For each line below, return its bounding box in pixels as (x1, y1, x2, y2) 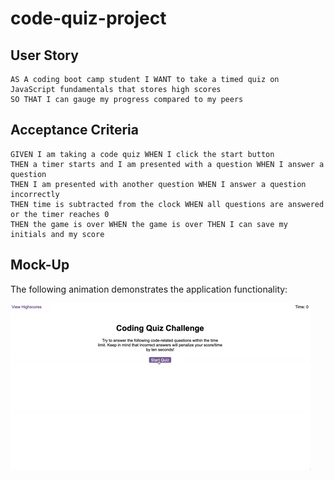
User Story (10, 47, 79, 64)
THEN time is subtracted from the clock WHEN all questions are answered (10, 199, 325, 209)
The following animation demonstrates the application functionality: (10, 283, 288, 295)
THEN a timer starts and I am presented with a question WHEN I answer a (10, 159, 325, 169)
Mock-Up (10, 257, 70, 274)
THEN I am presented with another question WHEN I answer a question (10, 179, 307, 189)
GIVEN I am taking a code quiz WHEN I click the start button (10, 149, 275, 159)
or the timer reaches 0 (10, 209, 110, 219)
